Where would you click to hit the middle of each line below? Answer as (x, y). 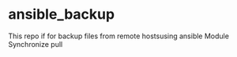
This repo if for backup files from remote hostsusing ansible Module (118, 36)
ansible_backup (62, 14)
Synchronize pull (36, 44)
